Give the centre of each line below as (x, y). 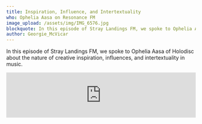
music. (14, 64)
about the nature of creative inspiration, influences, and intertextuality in (96, 58)
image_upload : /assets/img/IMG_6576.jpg (58, 23)
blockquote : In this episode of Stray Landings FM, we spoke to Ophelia (99, 29)
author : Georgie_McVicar (37, 34)
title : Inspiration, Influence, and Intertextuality (74, 12)
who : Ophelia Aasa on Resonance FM (51, 17)
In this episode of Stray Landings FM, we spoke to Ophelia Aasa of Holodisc (100, 51)
